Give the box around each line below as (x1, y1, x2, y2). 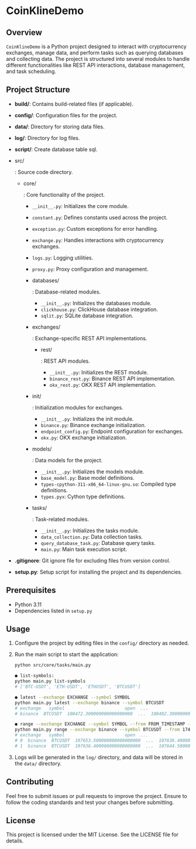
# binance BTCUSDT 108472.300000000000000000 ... (14, 711, 146, 717)
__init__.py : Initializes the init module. (40, 415, 134, 422)
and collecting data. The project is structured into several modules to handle (6, 56, 190, 62)
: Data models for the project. (32, 456, 103, 463)
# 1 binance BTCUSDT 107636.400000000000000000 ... (14, 743, 154, 749)
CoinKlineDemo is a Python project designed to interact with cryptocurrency (6, 43, 187, 50)
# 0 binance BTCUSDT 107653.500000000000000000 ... (14, 738, 154, 744)
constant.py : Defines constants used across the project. (32, 214, 168, 221)
